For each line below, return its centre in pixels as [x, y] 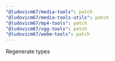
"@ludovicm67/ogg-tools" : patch [46, 29]
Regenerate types [28, 51]
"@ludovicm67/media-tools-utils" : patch [57, 18]
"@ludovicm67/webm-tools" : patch [48, 34]
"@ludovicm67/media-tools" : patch [49, 12]
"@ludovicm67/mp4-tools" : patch [46, 23]
